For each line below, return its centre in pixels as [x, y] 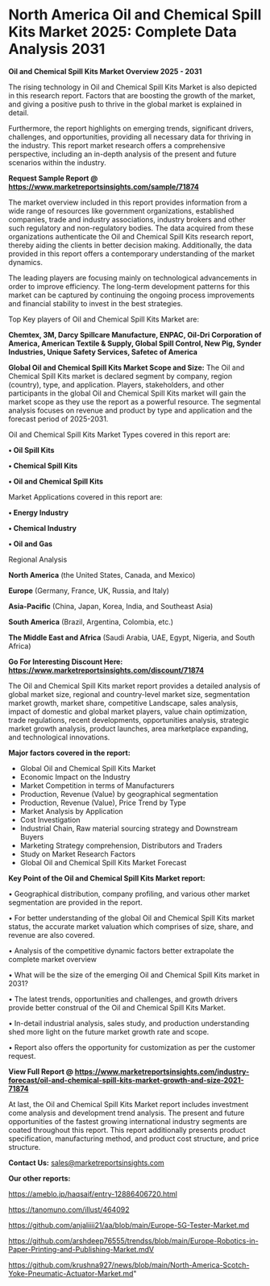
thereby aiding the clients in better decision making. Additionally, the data [130, 245]
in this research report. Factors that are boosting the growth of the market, [132, 95]
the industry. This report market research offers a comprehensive [117, 145]
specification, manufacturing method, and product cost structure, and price [134, 1139]
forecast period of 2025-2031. [58, 419]
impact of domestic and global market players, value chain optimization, [128, 711]
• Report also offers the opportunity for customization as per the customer [132, 1047]
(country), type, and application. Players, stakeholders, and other [116, 384]
